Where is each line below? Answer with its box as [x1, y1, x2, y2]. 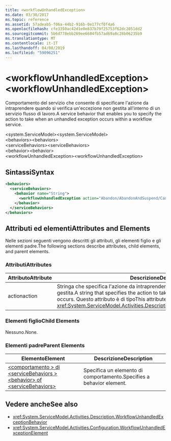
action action [8, 292, 38, 300]
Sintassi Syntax [5, 168, 54, 177]
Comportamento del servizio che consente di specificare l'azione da [5, 100, 149, 106]
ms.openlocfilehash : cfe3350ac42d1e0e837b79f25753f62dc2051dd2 [5, 27, 142, 32]
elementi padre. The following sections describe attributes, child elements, [5, 243, 160, 249]
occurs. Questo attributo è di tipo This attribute [56, 296, 167, 303]
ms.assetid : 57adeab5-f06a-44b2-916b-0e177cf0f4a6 [5, 21, 115, 27]
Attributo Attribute [8, 274, 52, 281]
